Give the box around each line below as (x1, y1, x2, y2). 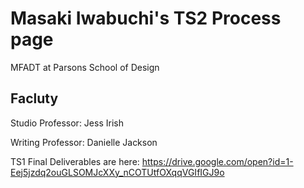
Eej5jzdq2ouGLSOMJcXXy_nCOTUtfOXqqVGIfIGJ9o (10, 166, 225, 178)
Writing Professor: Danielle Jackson (10, 136, 158, 148)
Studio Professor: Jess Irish (10, 117, 124, 129)
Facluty (10, 90, 59, 107)
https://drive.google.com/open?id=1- (141, 155, 294, 167)
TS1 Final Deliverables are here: (10, 155, 140, 167)
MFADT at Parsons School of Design (10, 61, 160, 73)
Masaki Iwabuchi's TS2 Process (10, 7, 282, 30)
